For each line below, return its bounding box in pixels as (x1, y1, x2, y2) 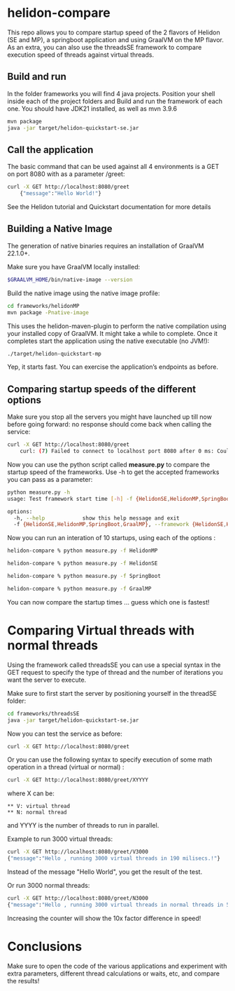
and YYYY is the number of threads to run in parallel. (7, 821, 159, 830)
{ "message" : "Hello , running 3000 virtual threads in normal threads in (7, 901, 224, 908)
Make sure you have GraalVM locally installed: (7, 262, 141, 271)
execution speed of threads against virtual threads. (7, 50, 155, 59)
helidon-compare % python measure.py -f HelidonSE (7, 560, 158, 567)
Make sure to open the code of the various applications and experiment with (7, 962, 227, 970)
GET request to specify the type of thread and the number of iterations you (7, 668, 223, 676)
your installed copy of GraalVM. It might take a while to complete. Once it (7, 329, 218, 337)
